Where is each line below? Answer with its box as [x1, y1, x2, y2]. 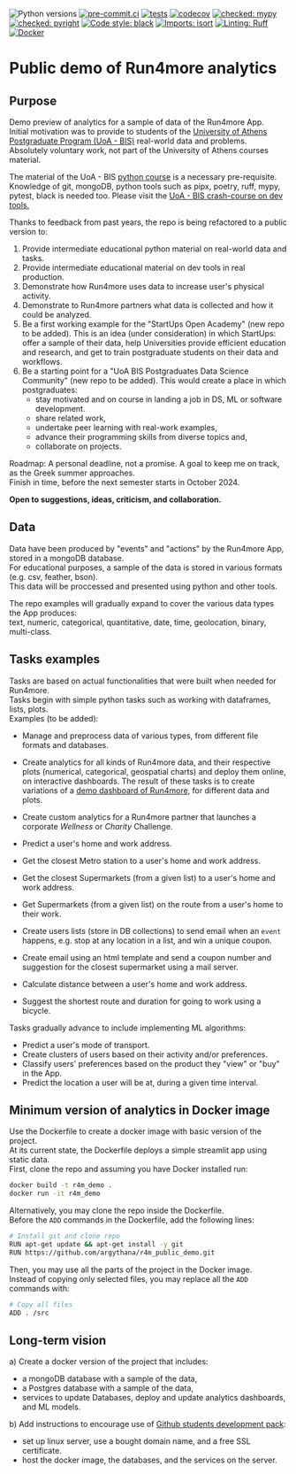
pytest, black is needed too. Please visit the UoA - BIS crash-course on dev [9, 190, 284, 201]
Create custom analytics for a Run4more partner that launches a [21, 811, 256, 822]
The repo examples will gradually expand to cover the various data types [9, 598, 275, 608]
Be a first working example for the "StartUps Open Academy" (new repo [21, 319, 285, 329]
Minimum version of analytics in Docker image [9, 1103, 270, 1118]
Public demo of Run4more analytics [9, 58, 277, 79]
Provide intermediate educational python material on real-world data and [21, 243, 287, 254]
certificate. [21, 1446, 62, 1456]
